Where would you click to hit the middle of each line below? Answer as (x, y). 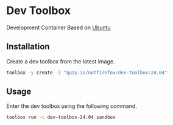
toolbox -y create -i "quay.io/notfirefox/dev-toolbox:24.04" (87, 73)
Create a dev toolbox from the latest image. (61, 61)
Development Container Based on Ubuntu (58, 27)
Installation (28, 47)
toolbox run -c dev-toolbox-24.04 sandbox (61, 117)
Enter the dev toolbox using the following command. (72, 106)
